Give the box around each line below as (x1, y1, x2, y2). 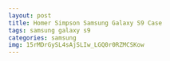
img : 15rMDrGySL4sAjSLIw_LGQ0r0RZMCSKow (8, 41, 145, 49)
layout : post (8, 11, 52, 20)
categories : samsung (8, 33, 77, 42)
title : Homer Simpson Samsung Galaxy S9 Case (8, 19, 162, 27)
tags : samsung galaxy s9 (8, 26, 91, 34)
